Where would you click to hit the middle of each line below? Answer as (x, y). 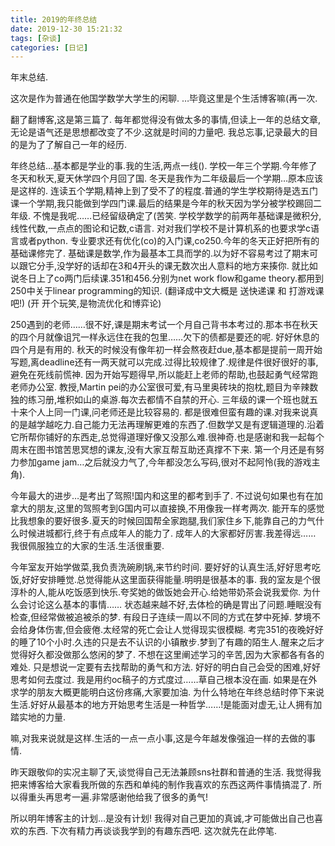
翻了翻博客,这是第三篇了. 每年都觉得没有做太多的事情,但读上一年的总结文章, (166, 120)
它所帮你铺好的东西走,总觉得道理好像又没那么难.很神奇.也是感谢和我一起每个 (167, 437)
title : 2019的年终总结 (54, 19)
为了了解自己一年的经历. (77, 145)
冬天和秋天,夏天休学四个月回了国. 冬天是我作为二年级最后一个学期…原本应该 (167, 178)
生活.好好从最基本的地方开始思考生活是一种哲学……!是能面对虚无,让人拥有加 (166, 705)
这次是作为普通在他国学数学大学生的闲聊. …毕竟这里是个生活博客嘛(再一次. (164, 98)
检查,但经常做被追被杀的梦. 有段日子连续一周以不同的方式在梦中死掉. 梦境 (161, 617)
